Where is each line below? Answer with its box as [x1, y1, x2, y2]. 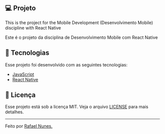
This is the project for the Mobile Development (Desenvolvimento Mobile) [5, 19, 153, 26]
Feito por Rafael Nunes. [5, 123, 53, 129]
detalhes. [5, 109, 24, 115]
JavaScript [12, 71, 34, 77]
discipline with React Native [5, 25, 61, 31]
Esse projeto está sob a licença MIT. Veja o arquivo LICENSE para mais [5, 104, 149, 110]
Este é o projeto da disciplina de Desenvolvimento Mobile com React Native [5, 34, 158, 40]
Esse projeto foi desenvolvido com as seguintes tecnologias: [5, 62, 128, 67]
